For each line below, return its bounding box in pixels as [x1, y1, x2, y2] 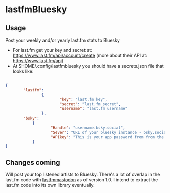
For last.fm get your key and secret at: [12, 47, 92, 53]
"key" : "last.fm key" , [59, 97, 108, 102]
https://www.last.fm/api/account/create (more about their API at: [12, 52, 148, 58]
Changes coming [5, 158, 60, 167]
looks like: [12, 68, 34, 74]
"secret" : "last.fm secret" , [59, 101, 121, 107]
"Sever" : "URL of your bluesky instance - [50, 130, 142, 135]
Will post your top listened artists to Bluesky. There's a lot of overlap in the [5, 171, 160, 178]
